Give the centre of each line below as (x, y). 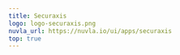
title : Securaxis (38, 16)
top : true (25, 38)
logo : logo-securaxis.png (52, 23)
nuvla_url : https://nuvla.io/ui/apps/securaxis (90, 31)
